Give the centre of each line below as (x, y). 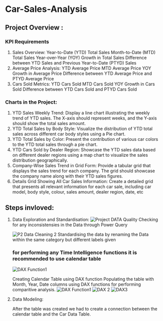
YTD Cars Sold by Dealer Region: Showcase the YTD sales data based (84, 150)
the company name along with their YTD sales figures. (68, 176)
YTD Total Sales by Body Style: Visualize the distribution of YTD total (82, 129)
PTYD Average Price (33, 78)
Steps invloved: (30, 208)
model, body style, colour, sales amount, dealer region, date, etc (78, 192)
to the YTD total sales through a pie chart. (55, 144)
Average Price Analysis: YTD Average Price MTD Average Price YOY (82, 68)
